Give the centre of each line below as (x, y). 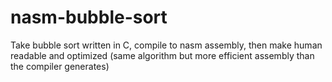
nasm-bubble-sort (89, 17)
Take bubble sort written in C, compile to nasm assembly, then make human (166, 45)
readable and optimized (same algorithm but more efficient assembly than (162, 55)
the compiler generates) (60, 66)
